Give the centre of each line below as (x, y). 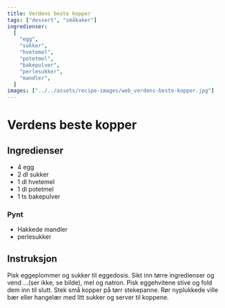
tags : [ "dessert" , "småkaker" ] (52, 20)
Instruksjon (32, 259)
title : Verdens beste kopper (49, 13)
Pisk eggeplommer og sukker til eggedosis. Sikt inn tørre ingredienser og (111, 275)
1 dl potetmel (35, 189)
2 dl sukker (33, 174)
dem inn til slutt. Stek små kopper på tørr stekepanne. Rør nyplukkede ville (113, 290)
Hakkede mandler (42, 230)
